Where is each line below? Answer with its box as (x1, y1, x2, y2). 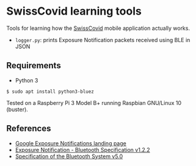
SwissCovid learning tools (6, 4, 142, 18)
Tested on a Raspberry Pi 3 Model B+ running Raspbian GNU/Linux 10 (6, 99, 182, 106)
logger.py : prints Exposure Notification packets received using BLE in (15, 36, 191, 43)
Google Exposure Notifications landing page (15, 139, 126, 147)
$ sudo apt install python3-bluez (6, 88, 95, 95)
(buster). (6, 106, 29, 113)
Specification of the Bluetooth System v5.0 (15, 153, 123, 160)
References (6, 123, 51, 134)
